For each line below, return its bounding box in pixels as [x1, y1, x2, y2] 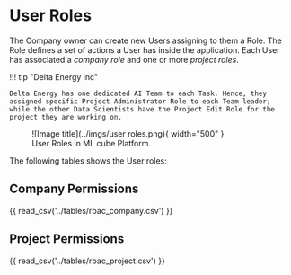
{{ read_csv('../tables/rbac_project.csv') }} [9, 255, 166, 266]
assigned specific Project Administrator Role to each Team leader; [9, 96, 271, 106]
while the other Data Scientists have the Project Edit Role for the [9, 104, 276, 113]
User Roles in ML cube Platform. [31, 137, 151, 148]
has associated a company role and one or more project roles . [9, 54, 240, 65]
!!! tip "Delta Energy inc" [9, 71, 99, 82]
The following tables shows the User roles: [9, 155, 168, 166]
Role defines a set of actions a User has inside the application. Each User [9, 44, 280, 55]
